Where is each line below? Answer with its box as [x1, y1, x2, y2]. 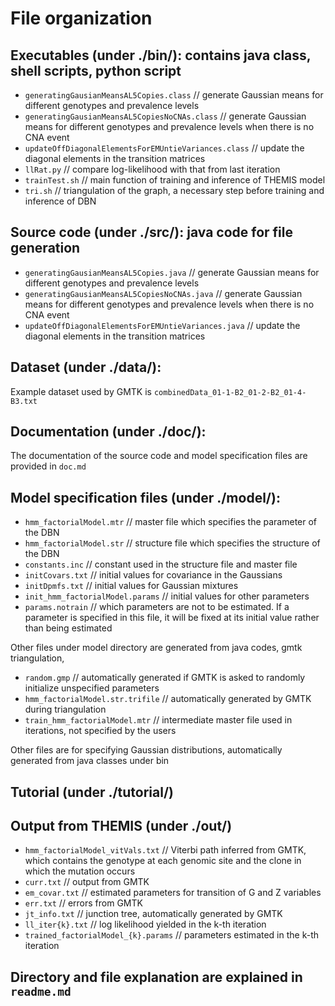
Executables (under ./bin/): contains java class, [10, 47, 312, 64]
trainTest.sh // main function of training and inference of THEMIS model [24, 174, 326, 186]
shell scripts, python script [10, 62, 182, 79]
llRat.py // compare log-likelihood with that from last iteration [24, 163, 281, 175]
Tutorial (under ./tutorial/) [10, 783, 175, 801]
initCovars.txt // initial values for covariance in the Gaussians [24, 569, 283, 581]
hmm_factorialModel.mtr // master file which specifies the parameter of [24, 516, 318, 528]
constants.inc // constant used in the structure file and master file [24, 558, 298, 571]
